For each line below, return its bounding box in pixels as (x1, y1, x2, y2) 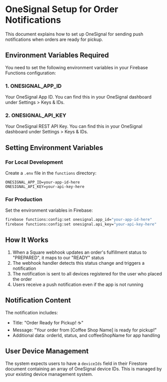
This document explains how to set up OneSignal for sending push (5, 31, 144, 37)
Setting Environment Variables (5, 143, 103, 152)
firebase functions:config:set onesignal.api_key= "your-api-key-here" (5, 222, 157, 227)
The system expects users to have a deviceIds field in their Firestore (5, 360, 148, 366)
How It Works (5, 236, 49, 245)
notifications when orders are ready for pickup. (5, 36, 103, 42)
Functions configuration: (5, 70, 57, 76)
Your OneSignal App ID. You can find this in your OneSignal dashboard (5, 94, 152, 100)
